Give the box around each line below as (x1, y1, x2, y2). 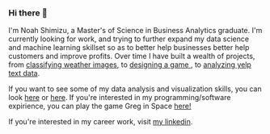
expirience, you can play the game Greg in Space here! (8, 101, 192, 111)
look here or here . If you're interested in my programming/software (8, 93, 231, 103)
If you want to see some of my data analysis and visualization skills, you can (8, 84, 262, 94)
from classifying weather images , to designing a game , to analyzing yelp (8, 60, 252, 69)
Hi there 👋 (8, 7, 49, 19)
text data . (8, 69, 40, 78)
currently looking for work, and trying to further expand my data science (8, 34, 249, 44)
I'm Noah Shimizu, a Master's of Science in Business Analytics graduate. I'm (8, 26, 263, 36)
